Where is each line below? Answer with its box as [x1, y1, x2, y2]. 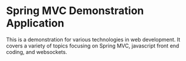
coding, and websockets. [6, 48, 67, 55]
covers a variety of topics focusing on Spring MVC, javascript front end [6, 42, 180, 49]
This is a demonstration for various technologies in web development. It [6, 36, 181, 43]
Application [6, 16, 64, 30]
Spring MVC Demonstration [6, 4, 144, 18]
